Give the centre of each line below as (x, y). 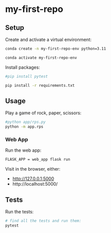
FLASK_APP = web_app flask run (38, 160)
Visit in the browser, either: (33, 169)
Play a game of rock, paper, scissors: (43, 113)
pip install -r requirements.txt (40, 85)
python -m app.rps (24, 127)
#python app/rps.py (25, 122)
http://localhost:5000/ (35, 184)
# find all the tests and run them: (43, 221)
